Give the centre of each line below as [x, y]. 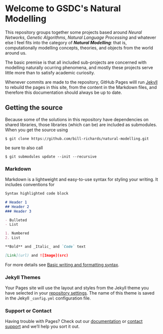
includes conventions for [30, 185]
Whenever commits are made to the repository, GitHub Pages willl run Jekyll [81, 82]
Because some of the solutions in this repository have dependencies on [77, 119]
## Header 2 [17, 207]
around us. [16, 53]
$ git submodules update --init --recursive [51, 157]
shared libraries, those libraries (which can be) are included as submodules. [81, 124]
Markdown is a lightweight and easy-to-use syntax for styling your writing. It [81, 179]
